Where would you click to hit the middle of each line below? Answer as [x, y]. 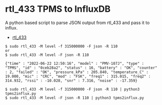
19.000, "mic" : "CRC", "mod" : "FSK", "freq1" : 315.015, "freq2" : [78, 76]
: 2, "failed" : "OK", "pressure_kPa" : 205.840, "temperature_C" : [77, 72]
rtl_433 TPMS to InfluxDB [58, 9]
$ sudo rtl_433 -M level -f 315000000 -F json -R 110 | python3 [72, 89]
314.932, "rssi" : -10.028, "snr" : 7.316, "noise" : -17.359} [71, 80]
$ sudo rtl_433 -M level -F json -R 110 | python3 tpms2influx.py [75, 98]
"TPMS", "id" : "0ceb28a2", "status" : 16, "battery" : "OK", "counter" [81, 68]
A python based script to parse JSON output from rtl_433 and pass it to [78, 23]
